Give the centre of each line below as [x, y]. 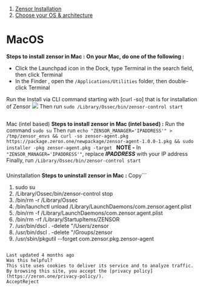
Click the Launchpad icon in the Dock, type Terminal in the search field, [104, 68]
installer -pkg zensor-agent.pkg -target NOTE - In [74, 147]
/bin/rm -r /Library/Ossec [46, 200]
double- [179, 81]
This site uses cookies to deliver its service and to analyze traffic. [100, 266]
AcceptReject [23, 282]
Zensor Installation [38, 9]
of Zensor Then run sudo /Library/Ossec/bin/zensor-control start [95, 106]
